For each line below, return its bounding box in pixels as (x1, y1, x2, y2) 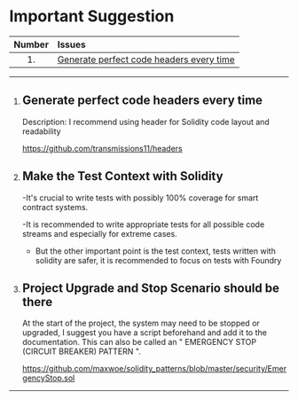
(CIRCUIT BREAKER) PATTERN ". (21, 346, 142, 357)
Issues (57, 38, 86, 51)
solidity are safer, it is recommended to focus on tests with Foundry (35, 255, 282, 265)
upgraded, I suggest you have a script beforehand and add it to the (21, 327, 268, 338)
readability (21, 126, 61, 137)
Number (13, 38, 49, 51)
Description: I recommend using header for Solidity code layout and (21, 116, 271, 127)
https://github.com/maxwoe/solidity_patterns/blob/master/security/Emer (21, 364, 286, 374)
